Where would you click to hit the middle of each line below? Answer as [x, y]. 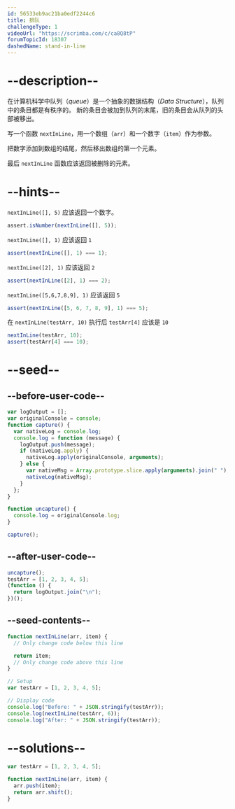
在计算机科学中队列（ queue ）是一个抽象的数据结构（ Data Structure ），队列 [116, 101]
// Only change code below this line [69, 643]
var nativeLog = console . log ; [57, 431]
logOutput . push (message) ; [58, 444]
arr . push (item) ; [37, 786]
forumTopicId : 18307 [37, 40]
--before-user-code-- [56, 396]
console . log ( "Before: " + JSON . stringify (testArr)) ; [86, 707]
